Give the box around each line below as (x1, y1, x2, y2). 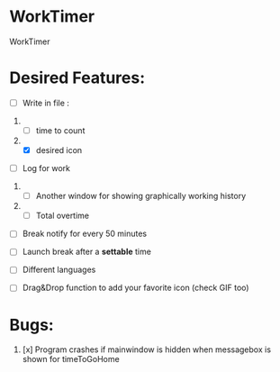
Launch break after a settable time (22, 246, 151, 258)
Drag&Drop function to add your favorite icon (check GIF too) (22, 282, 249, 294)
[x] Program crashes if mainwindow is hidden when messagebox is (22, 344, 272, 355)
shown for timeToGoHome (22, 354, 120, 365)
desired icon (35, 145, 83, 155)
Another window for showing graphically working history (35, 191, 247, 202)
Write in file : (22, 97, 70, 108)
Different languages (22, 264, 96, 276)
